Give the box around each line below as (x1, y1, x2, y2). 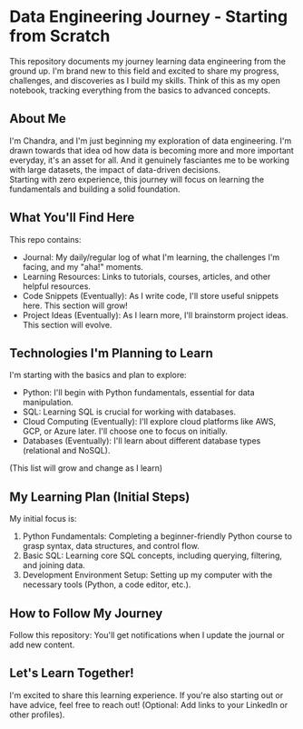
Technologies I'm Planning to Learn (9, 345, 213, 361)
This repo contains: (9, 234, 82, 245)
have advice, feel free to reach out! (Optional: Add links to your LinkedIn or (9, 699, 288, 710)
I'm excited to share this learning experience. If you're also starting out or (9, 689, 284, 701)
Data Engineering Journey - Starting (9, 6, 288, 27)
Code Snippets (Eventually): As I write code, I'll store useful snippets (22, 290, 279, 301)
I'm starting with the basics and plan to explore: (9, 370, 188, 381)
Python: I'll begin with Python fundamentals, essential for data (22, 387, 255, 398)
